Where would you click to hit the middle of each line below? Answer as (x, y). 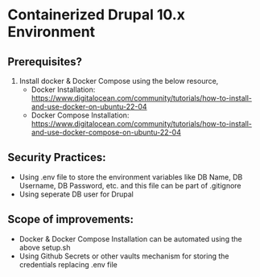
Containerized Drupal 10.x (97, 15)
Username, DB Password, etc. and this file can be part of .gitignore (130, 185)
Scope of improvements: (71, 219)
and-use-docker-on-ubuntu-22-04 (89, 107)
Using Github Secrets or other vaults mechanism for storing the (124, 256)
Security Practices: (57, 157)
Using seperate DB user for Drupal (76, 194)
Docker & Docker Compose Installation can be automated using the (130, 238)
